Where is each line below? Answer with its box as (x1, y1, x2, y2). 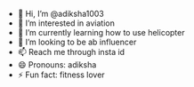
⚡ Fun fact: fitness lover (17, 69, 105, 80)
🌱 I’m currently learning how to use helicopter (17, 28, 185, 37)
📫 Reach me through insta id (17, 47, 125, 57)
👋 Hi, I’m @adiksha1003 (17, 9, 105, 19)
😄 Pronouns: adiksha (17, 59, 97, 70)
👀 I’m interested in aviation (17, 18, 116, 28)
